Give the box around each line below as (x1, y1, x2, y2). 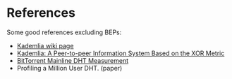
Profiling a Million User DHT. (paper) (16, 64, 123, 72)
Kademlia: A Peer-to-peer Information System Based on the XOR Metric (16, 49, 225, 57)
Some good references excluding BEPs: (6, 28, 122, 36)
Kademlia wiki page (16, 41, 74, 50)
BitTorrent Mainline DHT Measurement (16, 56, 129, 64)
